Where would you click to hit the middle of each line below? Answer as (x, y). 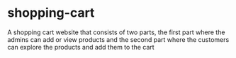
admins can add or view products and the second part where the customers (118, 39)
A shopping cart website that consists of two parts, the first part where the (116, 32)
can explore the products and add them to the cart (81, 47)
